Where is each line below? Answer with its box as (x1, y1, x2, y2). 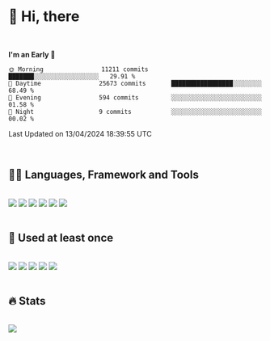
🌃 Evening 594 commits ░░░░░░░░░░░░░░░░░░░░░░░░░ (8, 93, 263, 102)
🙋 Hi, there (8, 7, 80, 26)
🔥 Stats (8, 294, 46, 308)
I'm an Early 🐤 (8, 49, 56, 59)
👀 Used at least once (8, 231, 114, 245)
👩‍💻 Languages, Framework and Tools (8, 168, 200, 182)
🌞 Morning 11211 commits (8, 65, 149, 74)
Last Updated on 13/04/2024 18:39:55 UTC (8, 128, 152, 138)
